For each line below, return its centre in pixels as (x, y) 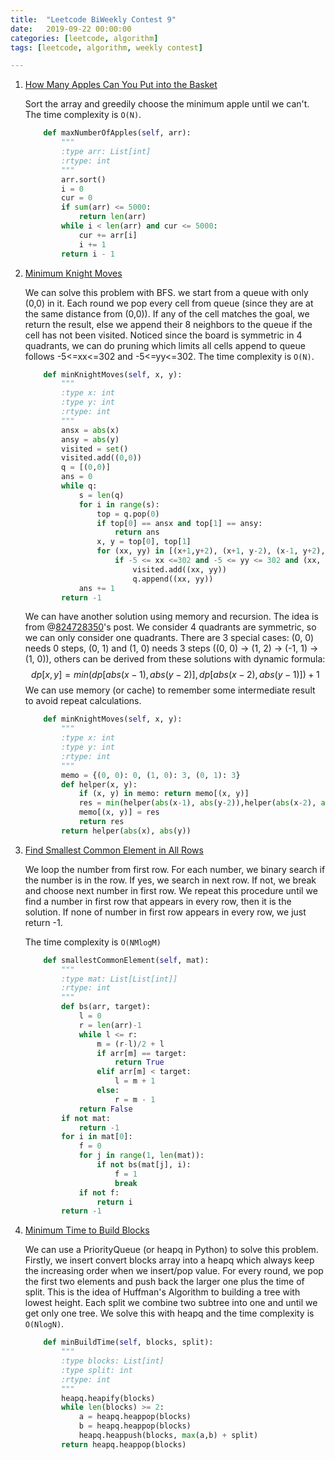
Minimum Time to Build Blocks (87, 1230)
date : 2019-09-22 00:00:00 (71, 29)
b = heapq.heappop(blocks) (135, 1426)
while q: (79, 486)
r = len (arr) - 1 (110, 1025)
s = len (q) (101, 495)
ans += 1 (97, 588)
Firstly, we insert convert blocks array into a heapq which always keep (169, 1260)
